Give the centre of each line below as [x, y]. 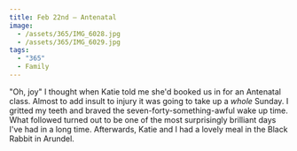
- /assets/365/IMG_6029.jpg [69, 42]
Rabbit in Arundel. [42, 139]
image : [21, 26]
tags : [19, 50]
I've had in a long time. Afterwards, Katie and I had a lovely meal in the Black [148, 129]
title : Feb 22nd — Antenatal [63, 17]
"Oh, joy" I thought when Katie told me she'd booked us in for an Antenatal [145, 91]
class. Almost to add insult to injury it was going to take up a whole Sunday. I [149, 101]
